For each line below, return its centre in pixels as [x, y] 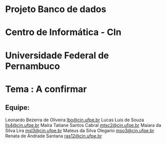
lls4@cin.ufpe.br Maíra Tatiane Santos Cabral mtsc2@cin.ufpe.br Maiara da [83, 125]
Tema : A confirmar [46, 89]
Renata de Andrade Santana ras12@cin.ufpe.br [54, 136]
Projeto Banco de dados [56, 9]
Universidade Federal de [57, 55]
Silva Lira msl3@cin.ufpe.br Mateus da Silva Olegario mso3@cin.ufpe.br [80, 130]
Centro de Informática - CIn [63, 32]
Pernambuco [33, 66]
